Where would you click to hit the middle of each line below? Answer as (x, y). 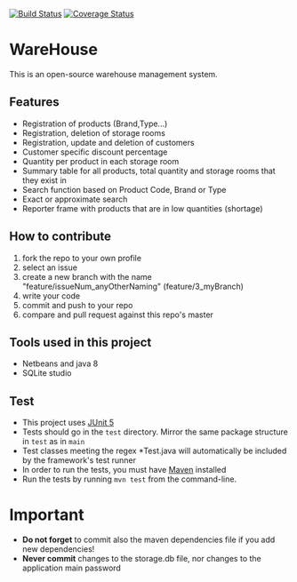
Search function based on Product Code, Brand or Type (124, 189)
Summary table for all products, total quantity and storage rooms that (148, 171)
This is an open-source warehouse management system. (113, 74)
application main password (72, 568)
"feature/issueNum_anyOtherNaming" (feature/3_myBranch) (133, 286)
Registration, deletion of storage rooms (94, 132)
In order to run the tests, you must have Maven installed (124, 470)
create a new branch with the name (87, 276)
